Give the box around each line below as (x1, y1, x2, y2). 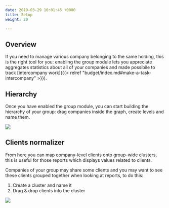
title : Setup (5, 12, 33, 17)
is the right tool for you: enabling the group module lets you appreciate (5, 59, 152, 65)
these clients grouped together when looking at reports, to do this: (5, 172, 144, 178)
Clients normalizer (5, 138, 65, 147)
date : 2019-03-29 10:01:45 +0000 (5, 7, 76, 13)
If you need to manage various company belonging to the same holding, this (5, 54, 164, 60)
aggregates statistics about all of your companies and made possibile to (5, 64, 155, 71)
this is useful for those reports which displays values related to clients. (5, 157, 152, 163)
